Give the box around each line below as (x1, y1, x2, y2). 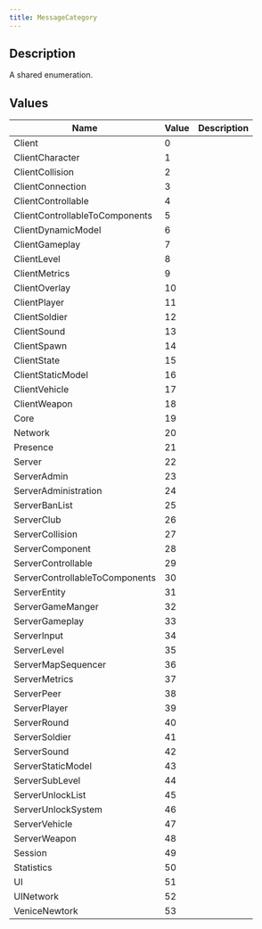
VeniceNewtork (13, 905, 78, 917)
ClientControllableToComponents (13, 210, 153, 222)
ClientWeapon (13, 398, 73, 410)
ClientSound (13, 325, 66, 338)
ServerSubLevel (13, 775, 81, 787)
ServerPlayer (13, 702, 69, 714)
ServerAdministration (13, 485, 102, 497)
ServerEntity (13, 586, 66, 598)
